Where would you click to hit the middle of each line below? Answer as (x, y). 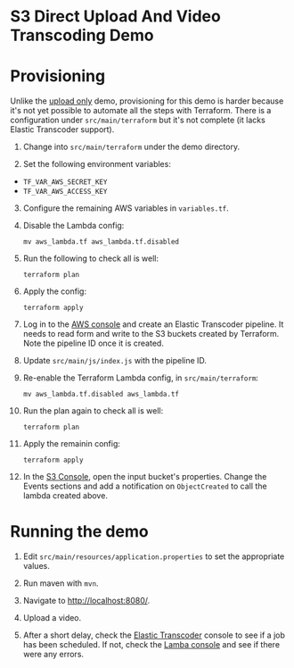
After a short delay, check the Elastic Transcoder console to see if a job (154, 635)
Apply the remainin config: (72, 444)
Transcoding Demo (82, 35)
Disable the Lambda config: (73, 226)
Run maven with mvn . (61, 583)
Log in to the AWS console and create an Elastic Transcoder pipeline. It (153, 324)
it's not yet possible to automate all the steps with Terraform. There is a (141, 111)
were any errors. (53, 655)
